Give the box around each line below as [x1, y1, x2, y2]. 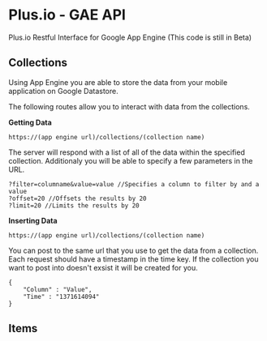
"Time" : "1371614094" [23, 292, 100, 301]
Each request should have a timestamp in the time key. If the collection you [8, 254, 259, 264]
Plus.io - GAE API [8, 6, 126, 24]
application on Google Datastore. [8, 86, 119, 96]
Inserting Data [8, 215, 58, 225]
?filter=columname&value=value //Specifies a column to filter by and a [8, 180, 260, 188]
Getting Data [8, 117, 53, 127]
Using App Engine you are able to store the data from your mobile [8, 77, 228, 87]
